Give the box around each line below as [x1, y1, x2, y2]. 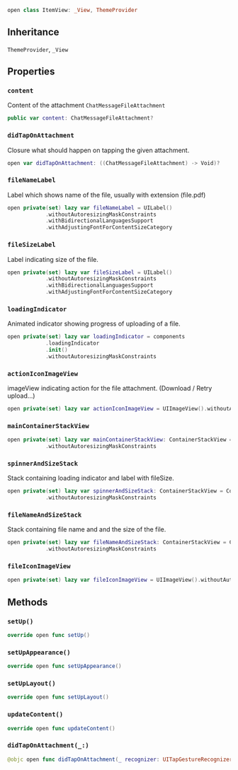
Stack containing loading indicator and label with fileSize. [7, 474, 175, 483]
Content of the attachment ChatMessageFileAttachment [7, 101, 166, 110]
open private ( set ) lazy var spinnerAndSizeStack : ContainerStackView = [7, 488, 223, 495]
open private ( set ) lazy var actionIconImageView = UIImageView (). [7, 406, 208, 413]
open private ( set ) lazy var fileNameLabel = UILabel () [7, 204, 173, 212]
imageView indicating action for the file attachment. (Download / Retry [7, 384, 212, 393]
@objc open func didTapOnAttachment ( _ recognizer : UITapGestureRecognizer [7, 756, 233, 763]
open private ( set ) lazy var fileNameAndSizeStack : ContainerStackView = [7, 539, 227, 546]
